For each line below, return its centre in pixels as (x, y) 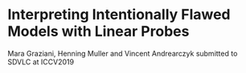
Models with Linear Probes (98, 31)
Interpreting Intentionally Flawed (119, 15)
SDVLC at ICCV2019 (41, 62)
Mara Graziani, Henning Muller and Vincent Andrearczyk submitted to (123, 53)
